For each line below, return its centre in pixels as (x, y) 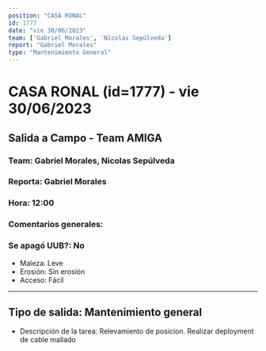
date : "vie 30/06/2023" (47, 30)
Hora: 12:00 (31, 203)
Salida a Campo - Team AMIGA (85, 138)
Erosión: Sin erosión (52, 272)
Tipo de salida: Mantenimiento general (105, 312)
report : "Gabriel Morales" (53, 45)
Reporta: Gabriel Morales (57, 182)
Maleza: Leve (41, 263)
